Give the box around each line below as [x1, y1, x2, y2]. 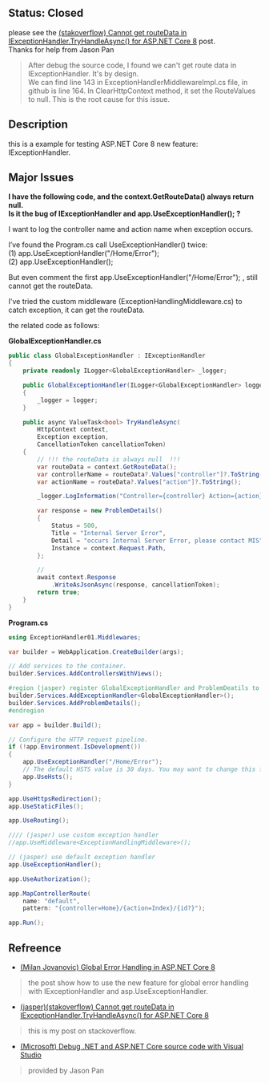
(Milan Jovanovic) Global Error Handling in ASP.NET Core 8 [19, 963, 216, 971]
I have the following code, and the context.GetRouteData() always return [8, 192, 255, 201]
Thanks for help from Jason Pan [8, 44, 114, 55]
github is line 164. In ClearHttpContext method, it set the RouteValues [27, 86, 256, 95]
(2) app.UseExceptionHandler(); [8, 257, 114, 267]
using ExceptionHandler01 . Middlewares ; [8, 633, 142, 641]
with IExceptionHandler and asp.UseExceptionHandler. [27, 987, 208, 996]
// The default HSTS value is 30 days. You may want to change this [22, 765, 256, 773]
